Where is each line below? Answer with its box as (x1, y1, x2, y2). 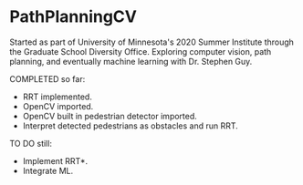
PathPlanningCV (9, 6, 137, 27)
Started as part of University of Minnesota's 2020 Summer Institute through (9, 36, 295, 47)
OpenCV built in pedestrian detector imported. (22, 110, 198, 121)
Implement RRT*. (22, 155, 89, 166)
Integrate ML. (22, 165, 74, 176)
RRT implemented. (22, 91, 93, 102)
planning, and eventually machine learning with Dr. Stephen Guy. (9, 56, 253, 67)
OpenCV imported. (22, 100, 94, 111)
